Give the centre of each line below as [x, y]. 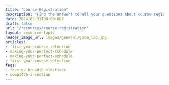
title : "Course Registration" [37, 10]
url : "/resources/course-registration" [47, 28]
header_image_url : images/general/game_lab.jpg [56, 38]
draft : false [19, 24]
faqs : [11, 65]
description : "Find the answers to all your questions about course [78, 14]
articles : [16, 42]
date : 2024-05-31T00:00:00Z [35, 19]
